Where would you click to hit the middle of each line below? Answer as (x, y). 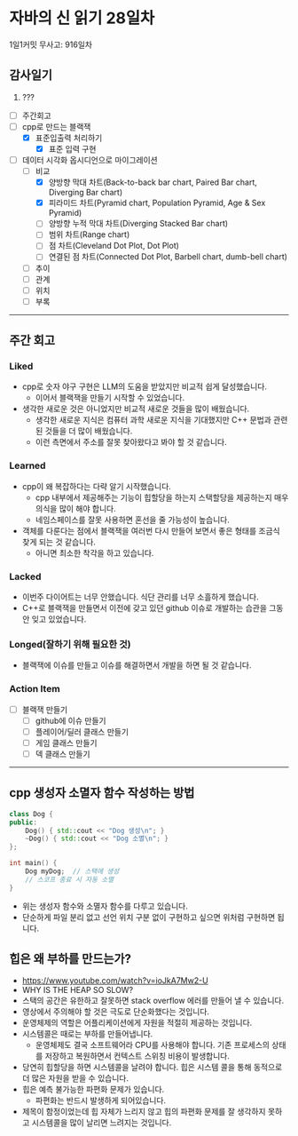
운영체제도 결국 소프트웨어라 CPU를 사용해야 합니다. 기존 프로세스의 (153, 1045)
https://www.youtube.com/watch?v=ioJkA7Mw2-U (115, 981)
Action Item (35, 689)
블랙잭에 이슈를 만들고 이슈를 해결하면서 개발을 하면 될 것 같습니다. (137, 665)
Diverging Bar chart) (85, 193)
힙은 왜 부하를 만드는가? (70, 959)
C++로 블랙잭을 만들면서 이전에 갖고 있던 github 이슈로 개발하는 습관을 (145, 608)
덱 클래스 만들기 (63, 754)
